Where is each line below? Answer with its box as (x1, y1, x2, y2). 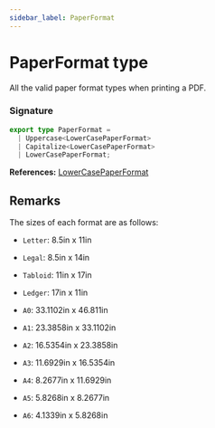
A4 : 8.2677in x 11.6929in (22, 375, 112, 385)
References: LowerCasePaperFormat (9, 166, 149, 177)
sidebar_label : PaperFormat (9, 13, 116, 23)
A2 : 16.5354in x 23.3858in (22, 340, 118, 351)
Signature (9, 105, 54, 118)
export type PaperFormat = (9, 125, 111, 134)
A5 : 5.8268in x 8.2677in (22, 393, 110, 404)
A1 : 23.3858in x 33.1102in (22, 322, 117, 333)
